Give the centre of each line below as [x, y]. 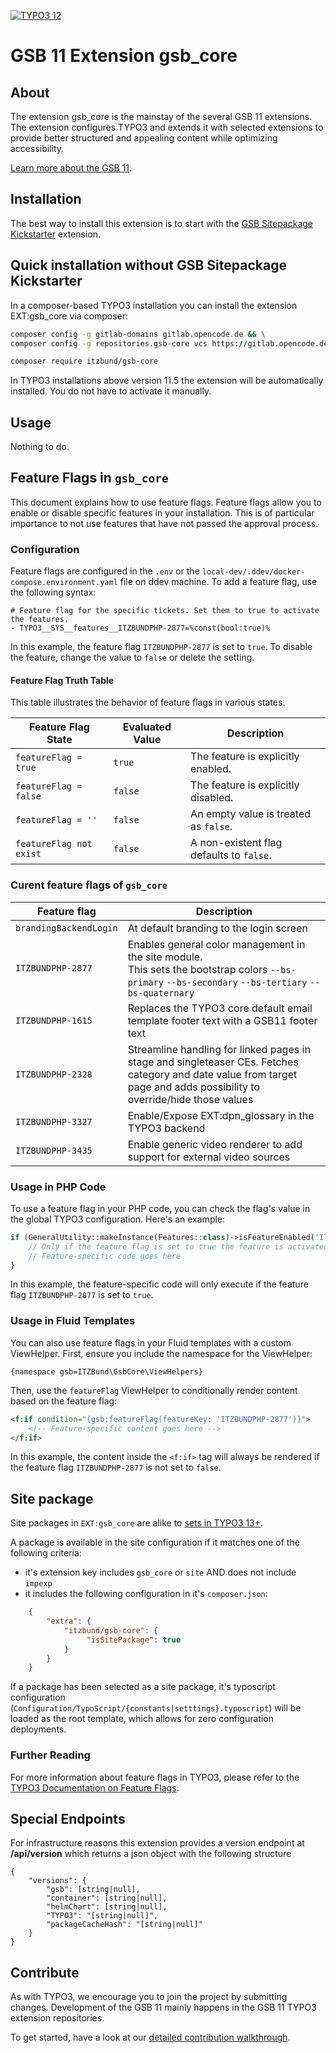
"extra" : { [69, 1621]
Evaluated [147, 727]
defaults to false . [231, 855]
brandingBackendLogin [66, 928]
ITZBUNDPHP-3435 [54, 1150]
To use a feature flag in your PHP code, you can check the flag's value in [160, 1208]
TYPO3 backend [166, 1128]
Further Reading [50, 1755]
